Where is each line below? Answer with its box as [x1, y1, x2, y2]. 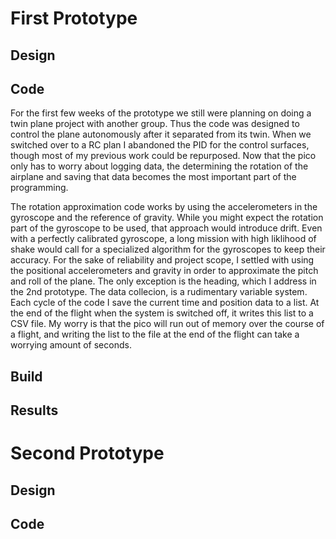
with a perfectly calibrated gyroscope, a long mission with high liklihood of [10, 233, 317, 245]
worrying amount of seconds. [10, 339, 132, 351]
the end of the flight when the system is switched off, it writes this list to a [10, 307, 314, 319]
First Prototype [10, 7, 138, 30]
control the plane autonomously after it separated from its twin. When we [10, 128, 312, 141]
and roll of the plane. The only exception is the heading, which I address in [10, 275, 317, 287]
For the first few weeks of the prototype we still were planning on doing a [10, 107, 312, 119]
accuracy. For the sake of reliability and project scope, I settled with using [10, 254, 315, 266]
